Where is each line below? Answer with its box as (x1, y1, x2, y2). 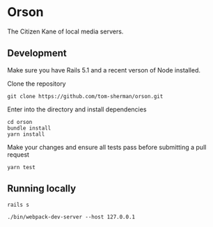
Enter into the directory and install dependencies (7, 105, 147, 113)
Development (7, 47, 68, 59)
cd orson (7, 118, 33, 125)
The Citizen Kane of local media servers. (7, 27, 124, 36)
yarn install (7, 130, 45, 138)
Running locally (7, 182, 77, 195)
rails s (7, 201, 30, 208)
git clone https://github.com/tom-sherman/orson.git (7, 93, 164, 100)
